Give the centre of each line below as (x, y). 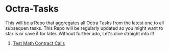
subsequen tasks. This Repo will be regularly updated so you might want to (84, 28)
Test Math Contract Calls (39, 43)
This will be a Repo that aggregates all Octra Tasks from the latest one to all (85, 23)
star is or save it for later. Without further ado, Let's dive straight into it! (80, 33)
